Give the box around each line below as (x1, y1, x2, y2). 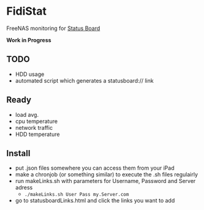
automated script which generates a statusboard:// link (15, 77, 154, 84)
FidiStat (6, 4, 47, 18)
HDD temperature (15, 130, 60, 138)
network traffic (15, 124, 53, 131)
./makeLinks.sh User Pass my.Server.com (24, 192, 129, 198)
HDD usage (15, 70, 45, 78)
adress (15, 184, 33, 191)
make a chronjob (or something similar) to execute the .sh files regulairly (15, 171, 198, 178)
